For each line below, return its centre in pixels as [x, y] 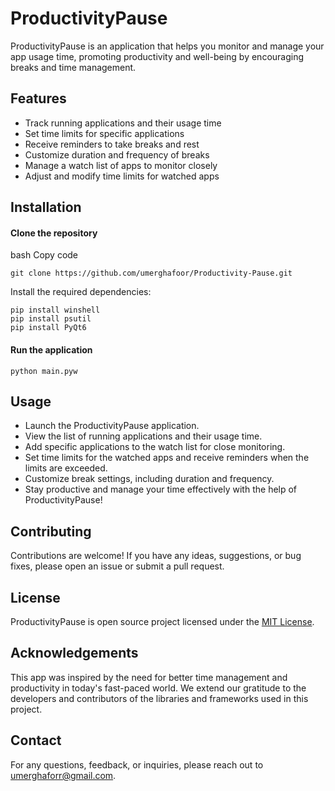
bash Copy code [44, 255]
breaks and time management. [73, 67]
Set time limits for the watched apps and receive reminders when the [167, 458]
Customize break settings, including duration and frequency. [149, 479]
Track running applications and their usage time [123, 123]
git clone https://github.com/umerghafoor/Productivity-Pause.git [151, 273]
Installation [46, 207]
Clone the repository [54, 233]
